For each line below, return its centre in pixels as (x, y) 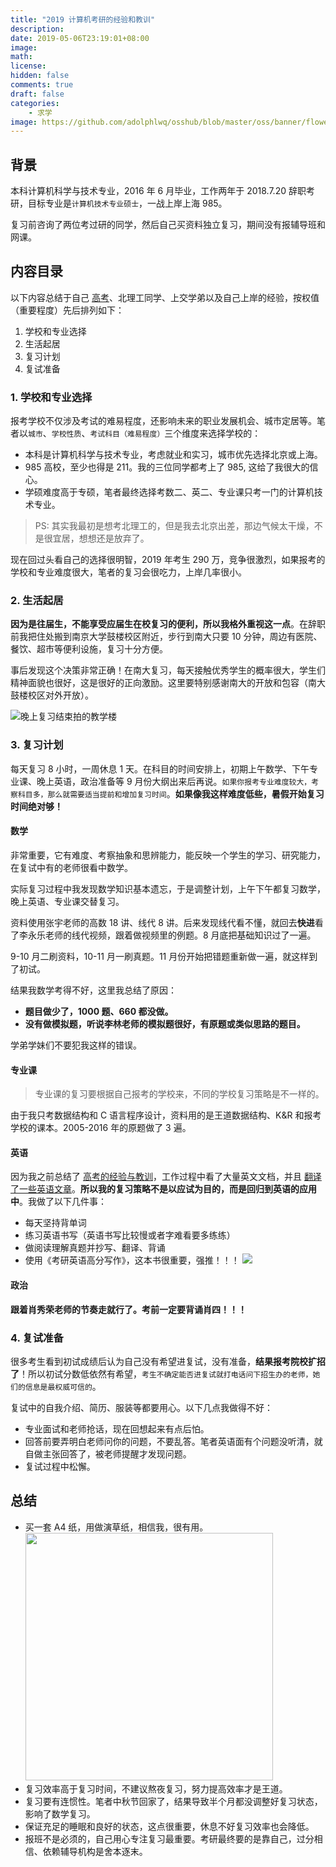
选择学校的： (235, 433)
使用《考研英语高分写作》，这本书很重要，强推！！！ (132, 1260)
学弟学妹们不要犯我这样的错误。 (76, 1045)
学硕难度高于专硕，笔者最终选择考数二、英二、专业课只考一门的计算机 (169, 492)
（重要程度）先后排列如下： (67, 310)
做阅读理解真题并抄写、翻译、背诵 (95, 1248)
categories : (35, 103)
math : (21, 57)
